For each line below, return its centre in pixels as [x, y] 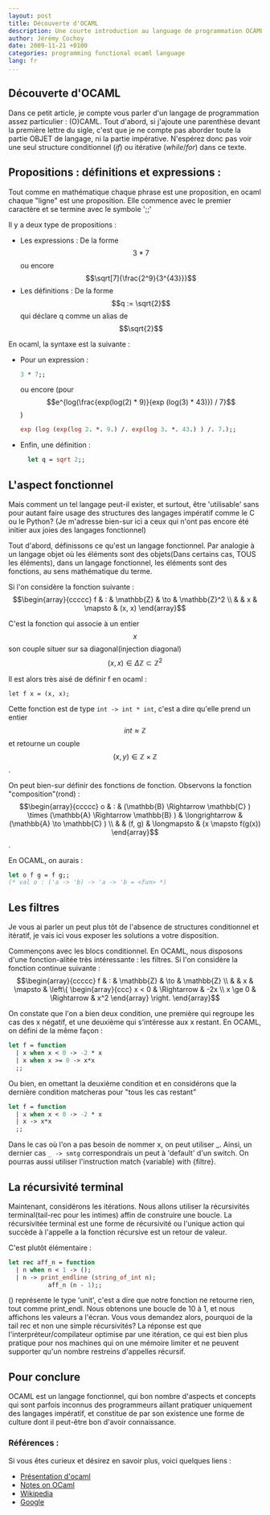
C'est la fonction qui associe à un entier [74, 623]
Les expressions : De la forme [69, 240]
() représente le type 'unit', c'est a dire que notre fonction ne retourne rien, [132, 1300]
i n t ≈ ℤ [135, 730]
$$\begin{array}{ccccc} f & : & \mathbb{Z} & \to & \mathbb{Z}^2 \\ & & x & [135, 599]
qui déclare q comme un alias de [74, 316]
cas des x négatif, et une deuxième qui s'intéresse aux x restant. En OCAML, [135, 1022]
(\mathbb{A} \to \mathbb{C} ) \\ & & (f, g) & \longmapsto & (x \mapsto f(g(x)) [135, 824]
